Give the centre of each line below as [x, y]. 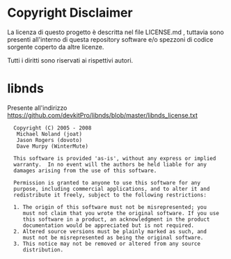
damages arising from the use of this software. [85, 171]
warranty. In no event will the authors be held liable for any [110, 164]
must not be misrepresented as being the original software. [113, 237]
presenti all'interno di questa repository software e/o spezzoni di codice [110, 39]
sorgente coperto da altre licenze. [56, 47]
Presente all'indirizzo [37, 108]
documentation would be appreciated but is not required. [109, 225]
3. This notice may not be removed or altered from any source [107, 244]
